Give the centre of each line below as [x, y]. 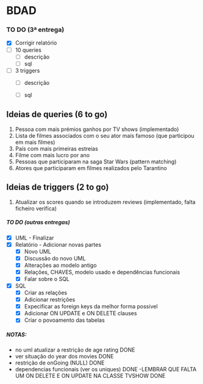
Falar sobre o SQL [47, 279]
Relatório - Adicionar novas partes [58, 244]
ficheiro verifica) [36, 208]
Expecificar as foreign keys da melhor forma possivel [91, 307]
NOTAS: [17, 334]
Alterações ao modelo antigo [60, 265]
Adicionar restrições [50, 300]
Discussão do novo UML [55, 258]
